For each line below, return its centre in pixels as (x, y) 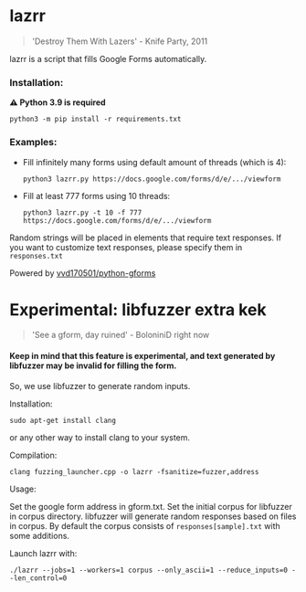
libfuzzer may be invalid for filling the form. (93, 365)
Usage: (23, 489)
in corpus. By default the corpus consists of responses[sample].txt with (145, 525)
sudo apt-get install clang (63, 420)
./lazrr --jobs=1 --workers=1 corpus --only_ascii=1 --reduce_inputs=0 (148, 570)
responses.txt (37, 256)
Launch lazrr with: (43, 553)
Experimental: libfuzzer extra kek (138, 309)
